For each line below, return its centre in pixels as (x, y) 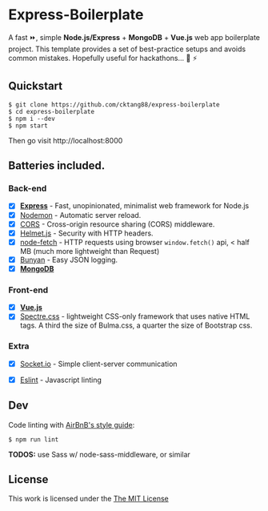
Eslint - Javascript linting (60, 380)
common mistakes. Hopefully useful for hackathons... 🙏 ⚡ (103, 58)
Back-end (28, 188)
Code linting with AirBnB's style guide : (72, 424)
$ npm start (28, 126)
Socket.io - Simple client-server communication (98, 364)
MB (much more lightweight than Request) (90, 251)
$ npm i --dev (32, 119)
